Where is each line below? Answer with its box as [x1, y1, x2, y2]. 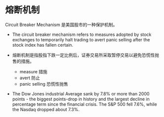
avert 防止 [19, 75, 40, 81]
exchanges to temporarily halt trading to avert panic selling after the [12, 36, 150, 42]
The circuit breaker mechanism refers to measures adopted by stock [12, 31, 152, 37]
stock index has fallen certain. [12, 42, 73, 48]
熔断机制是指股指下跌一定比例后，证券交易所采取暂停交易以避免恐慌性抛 [12, 52, 159, 58]
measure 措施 [19, 68, 48, 74]
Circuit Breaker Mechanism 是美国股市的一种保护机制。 [5, 22, 118, 28]
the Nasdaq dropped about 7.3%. [12, 106, 80, 112]
